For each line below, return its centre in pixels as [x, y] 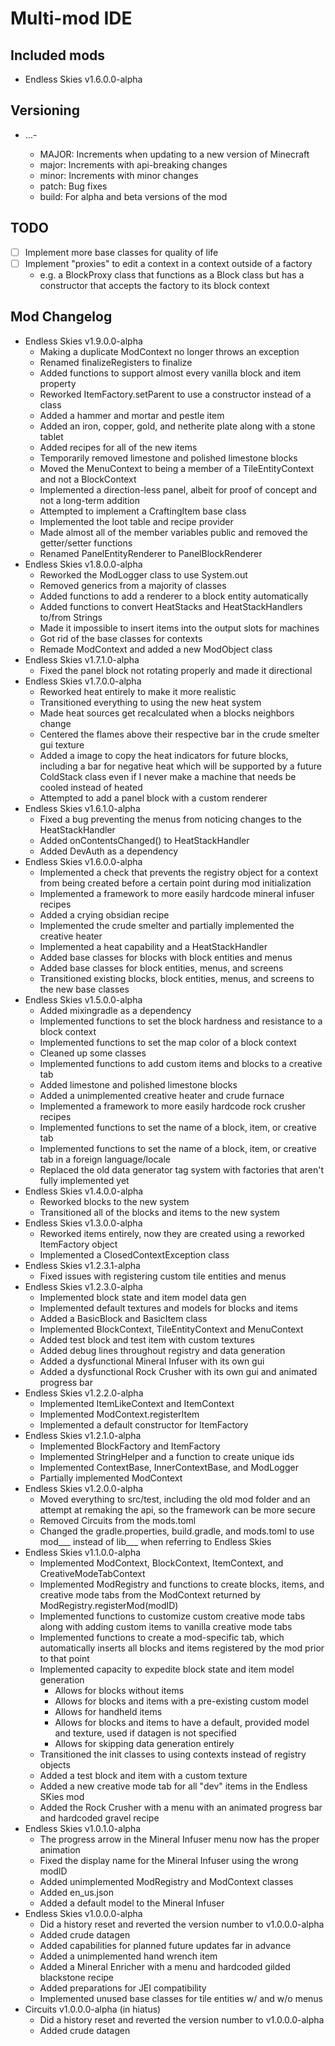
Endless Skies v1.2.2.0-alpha [84, 1393]
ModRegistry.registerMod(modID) [109, 1605]
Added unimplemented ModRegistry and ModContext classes [166, 1881]
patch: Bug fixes [73, 186]
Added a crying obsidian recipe [104, 914]
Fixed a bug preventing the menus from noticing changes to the [170, 819]
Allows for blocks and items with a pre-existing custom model [181, 1701]
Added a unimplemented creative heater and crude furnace [162, 1095]
